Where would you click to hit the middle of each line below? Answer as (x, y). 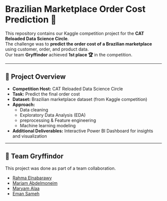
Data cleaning (34, 109)
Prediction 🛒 (31, 20)
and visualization (30, 136)
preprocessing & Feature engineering (58, 120)
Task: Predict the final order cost (46, 94)
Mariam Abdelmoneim (35, 183)
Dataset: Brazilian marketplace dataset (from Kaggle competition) (80, 99)
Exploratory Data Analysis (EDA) (53, 115)
